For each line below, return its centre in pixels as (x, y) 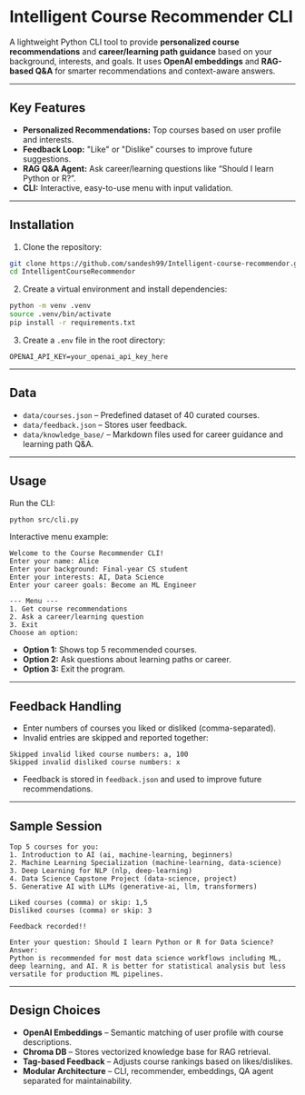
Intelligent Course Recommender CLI (151, 17)
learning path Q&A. (58, 443)
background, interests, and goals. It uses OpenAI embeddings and (134, 61)
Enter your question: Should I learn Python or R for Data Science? (142, 942)
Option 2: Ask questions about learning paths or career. (127, 660)
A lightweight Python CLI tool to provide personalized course (124, 42)
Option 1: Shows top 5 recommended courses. (110, 650)
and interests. (48, 139)
